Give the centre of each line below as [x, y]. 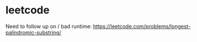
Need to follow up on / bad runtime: [49, 26]
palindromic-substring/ [33, 32]
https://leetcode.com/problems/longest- [142, 26]
